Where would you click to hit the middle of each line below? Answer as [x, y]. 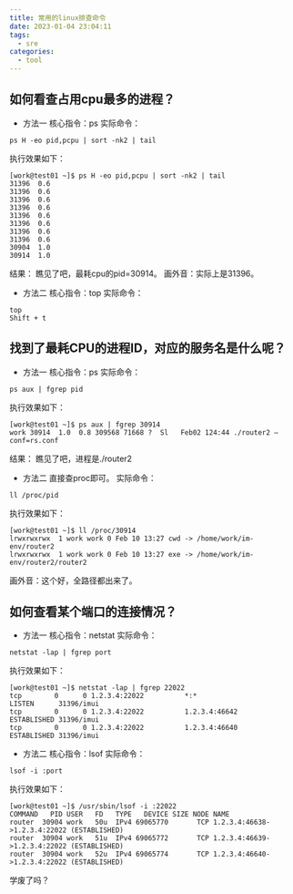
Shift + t [28, 318]
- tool [30, 60]
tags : [20, 35]
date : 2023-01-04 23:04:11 [61, 26]
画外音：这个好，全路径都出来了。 [73, 581]
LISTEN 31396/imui [55, 704]
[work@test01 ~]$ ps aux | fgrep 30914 [85, 425]
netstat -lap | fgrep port [61, 653]
